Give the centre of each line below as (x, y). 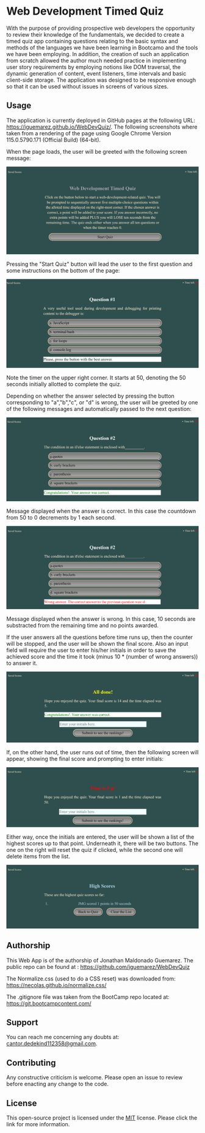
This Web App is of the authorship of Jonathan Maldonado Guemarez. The (100, 960)
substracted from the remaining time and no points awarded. (82, 625)
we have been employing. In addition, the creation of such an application (98, 54)
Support (22, 1022)
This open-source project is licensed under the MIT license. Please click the (102, 1118)
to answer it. (22, 663)
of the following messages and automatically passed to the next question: (99, 409)
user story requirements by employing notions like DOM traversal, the (94, 67)
